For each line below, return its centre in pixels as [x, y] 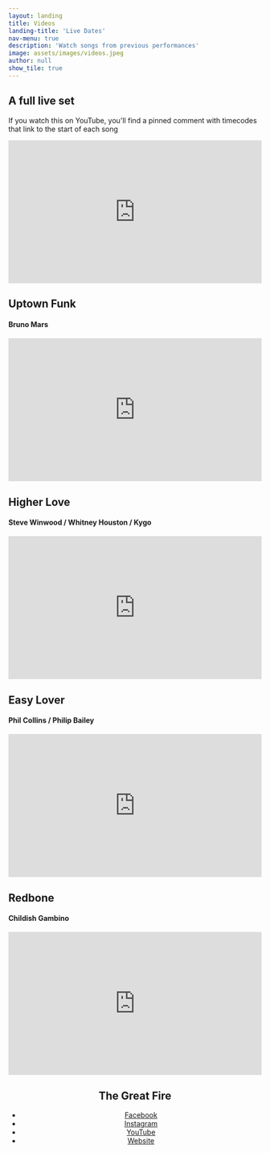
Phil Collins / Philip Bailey [51, 720]
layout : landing [35, 16]
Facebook [141, 1115]
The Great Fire [135, 1095]
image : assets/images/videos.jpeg [66, 53]
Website [141, 1141]
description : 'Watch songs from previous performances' [104, 46]
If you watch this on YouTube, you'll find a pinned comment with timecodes [133, 120]
